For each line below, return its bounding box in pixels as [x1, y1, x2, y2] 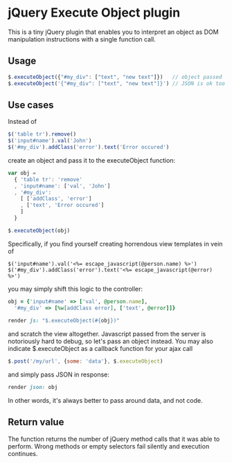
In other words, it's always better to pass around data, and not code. [8, 397, 203, 405]
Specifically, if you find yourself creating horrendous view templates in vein [8, 239, 223, 248]
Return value [8, 417, 64, 428]
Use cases [8, 99, 54, 111]
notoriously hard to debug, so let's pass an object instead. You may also [8, 337, 214, 345]
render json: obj [8, 384, 58, 391]
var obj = [8, 170, 37, 176]
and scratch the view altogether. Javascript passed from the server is [8, 330, 206, 338]
